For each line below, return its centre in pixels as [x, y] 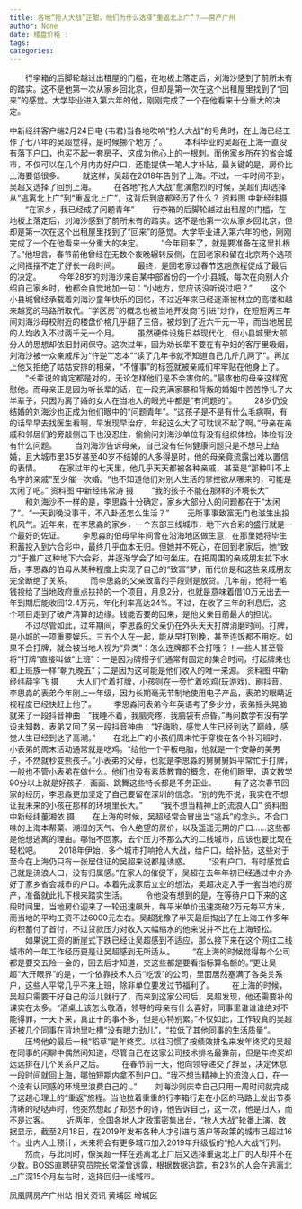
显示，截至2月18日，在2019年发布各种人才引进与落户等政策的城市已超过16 [155, 1132]
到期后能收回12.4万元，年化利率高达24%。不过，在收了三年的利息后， [147, 603]
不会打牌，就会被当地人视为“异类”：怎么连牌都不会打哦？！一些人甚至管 [151, 648]
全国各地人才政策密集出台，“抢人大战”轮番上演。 [188, 1120]
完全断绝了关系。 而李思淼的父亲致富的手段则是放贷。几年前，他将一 [144, 580]
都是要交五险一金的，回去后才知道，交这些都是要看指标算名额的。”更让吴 [143, 963]
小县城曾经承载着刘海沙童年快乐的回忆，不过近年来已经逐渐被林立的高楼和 [147, 300]
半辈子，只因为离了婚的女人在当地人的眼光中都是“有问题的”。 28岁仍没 [149, 400]
